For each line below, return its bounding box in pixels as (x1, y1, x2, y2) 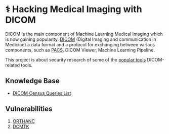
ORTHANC (12, 118, 35, 124)
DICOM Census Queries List (12, 90, 71, 96)
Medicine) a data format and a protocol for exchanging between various (5, 41, 155, 47)
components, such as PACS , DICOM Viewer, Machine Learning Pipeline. (5, 47, 155, 53)
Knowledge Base (5, 77, 60, 85)
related (5, 62, 20, 68)
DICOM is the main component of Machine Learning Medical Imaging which (5, 31, 163, 37)
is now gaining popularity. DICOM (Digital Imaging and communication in (5, 36, 156, 42)
